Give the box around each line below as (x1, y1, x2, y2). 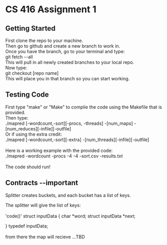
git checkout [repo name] (5, 70, 59, 76)
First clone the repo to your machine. (5, 37, 83, 43)
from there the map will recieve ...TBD (5, 234, 86, 240)
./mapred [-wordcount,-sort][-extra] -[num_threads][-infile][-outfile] (5, 137, 150, 143)
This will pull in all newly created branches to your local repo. (5, 59, 134, 65)
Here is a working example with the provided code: (5, 147, 113, 153)
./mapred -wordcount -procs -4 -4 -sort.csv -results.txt (5, 152, 123, 159)
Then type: (5, 115, 29, 121)
